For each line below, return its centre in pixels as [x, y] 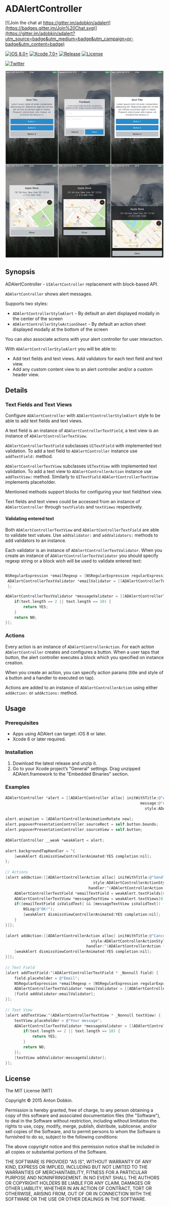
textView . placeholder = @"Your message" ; [58, 1021]
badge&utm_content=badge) [35, 44]
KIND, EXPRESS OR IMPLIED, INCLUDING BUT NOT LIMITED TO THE [76, 1167]
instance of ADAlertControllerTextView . [46, 436]
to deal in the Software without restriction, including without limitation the [81, 1121]
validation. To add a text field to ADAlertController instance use [71, 451]
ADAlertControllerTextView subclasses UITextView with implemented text [81, 466]
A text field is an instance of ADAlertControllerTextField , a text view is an [82, 431]
